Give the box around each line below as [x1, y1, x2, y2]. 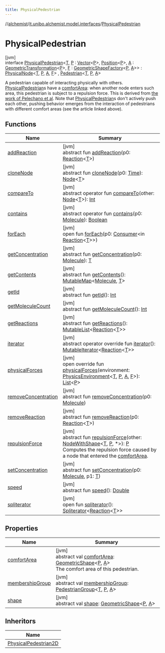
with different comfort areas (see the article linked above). [5, 106, 123, 111]
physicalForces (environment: [62, 367, 130, 374]
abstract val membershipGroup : [55, 580, 129, 587]
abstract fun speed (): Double [62, 487, 130, 494]
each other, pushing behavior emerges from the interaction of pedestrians [5, 101, 155, 107]
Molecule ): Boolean [62, 217, 108, 223]
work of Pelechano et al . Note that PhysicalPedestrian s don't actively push [5, 95, 156, 101]
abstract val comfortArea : [55, 553, 114, 560]
